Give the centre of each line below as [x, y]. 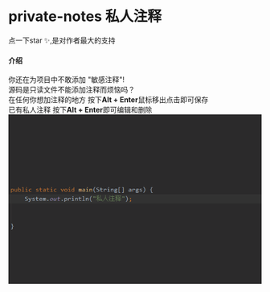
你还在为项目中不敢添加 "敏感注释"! [67, 80]
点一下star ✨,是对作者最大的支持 [62, 40]
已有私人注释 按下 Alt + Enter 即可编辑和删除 [80, 110]
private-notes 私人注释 [85, 16]
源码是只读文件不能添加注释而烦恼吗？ [72, 90]
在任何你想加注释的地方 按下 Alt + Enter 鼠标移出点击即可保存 [108, 100]
